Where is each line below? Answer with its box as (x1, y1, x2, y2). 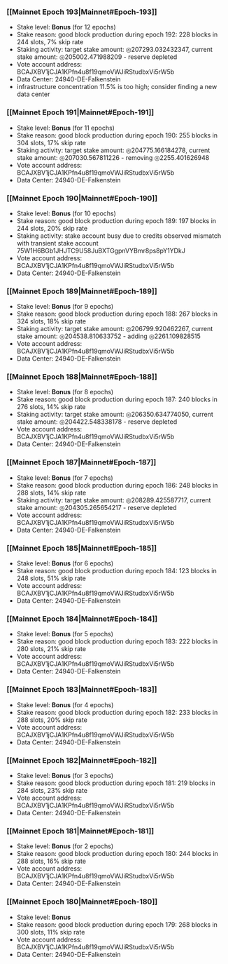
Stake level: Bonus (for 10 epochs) (16, 209, 117, 217)
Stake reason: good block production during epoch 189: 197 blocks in (16, 216, 217, 225)
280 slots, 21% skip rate (16, 645, 87, 653)
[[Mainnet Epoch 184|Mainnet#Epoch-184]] (6, 614, 158, 624)
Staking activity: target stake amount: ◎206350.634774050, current (16, 410, 214, 419)
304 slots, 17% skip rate (16, 138, 87, 147)
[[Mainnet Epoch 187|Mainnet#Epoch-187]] (6, 457, 157, 467)
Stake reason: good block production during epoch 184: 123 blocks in (16, 567, 218, 575)
